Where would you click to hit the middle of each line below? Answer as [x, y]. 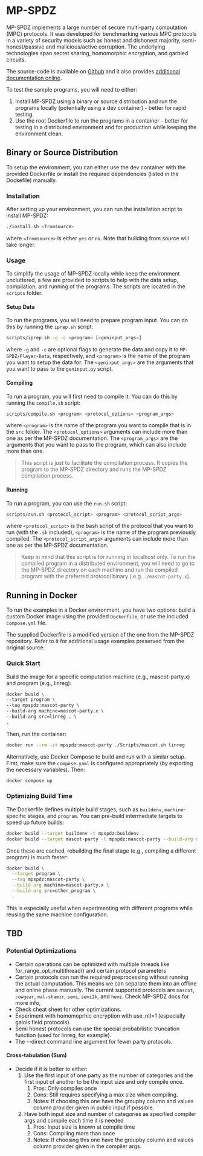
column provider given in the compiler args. [87, 1146]
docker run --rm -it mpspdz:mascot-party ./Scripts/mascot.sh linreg [96, 745]
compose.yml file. [27, 623]
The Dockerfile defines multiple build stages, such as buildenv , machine [95, 809]
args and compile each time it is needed [74, 1120]
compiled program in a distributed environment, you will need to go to [108, 563]
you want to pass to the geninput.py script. [60, 369]
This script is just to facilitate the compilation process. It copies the [104, 463]
